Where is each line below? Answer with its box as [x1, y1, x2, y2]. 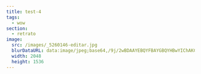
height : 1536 [11, 58, 44, 64]
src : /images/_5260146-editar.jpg [11, 42, 98, 48]
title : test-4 [6, 8, 42, 15]
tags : [6, 14, 20, 20]
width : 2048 [11, 53, 42, 59]
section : [6, 25, 28, 32]
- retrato [11, 31, 36, 37]
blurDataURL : [11, 48, 44, 54]
